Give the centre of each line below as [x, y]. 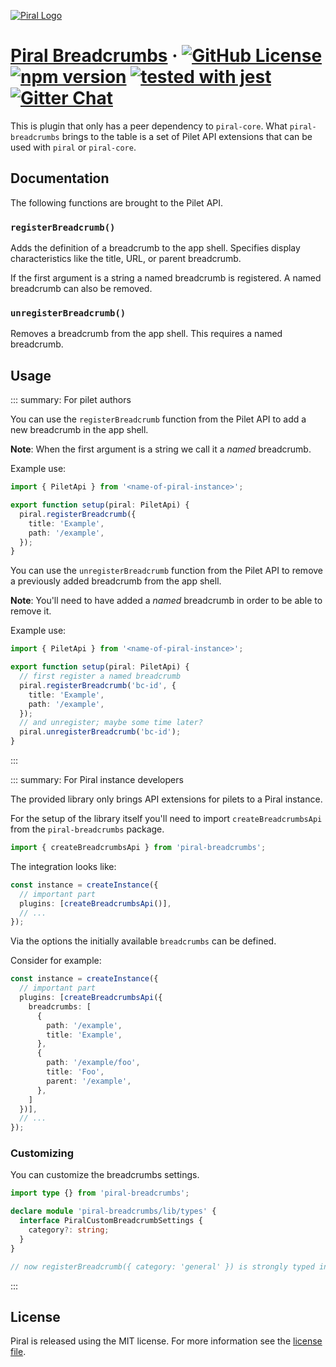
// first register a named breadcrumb [100, 676]
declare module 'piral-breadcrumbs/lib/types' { [113, 1211]
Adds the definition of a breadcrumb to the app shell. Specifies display [155, 248]
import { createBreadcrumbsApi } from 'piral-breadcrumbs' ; [138, 848]
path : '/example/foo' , [93, 1063]
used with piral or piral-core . [73, 147]
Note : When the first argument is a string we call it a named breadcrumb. [161, 449]
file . [18, 1352]
